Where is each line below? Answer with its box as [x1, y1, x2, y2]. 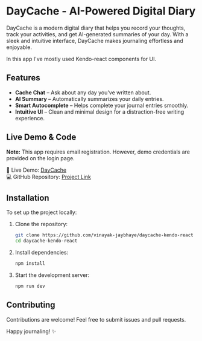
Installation [6, 192, 49, 203]
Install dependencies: [14, 249, 69, 256]
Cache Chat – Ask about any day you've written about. [14, 89, 151, 96]
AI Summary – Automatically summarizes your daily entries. [14, 95, 164, 102]
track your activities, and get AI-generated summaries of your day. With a [6, 30, 189, 37]
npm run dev [14, 283, 45, 289]
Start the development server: [14, 271, 90, 279]
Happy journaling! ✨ [6, 328, 56, 335]
